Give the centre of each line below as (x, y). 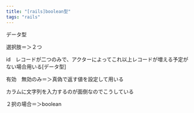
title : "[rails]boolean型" (39, 11)
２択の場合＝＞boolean (34, 104)
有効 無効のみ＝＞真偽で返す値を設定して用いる (65, 79)
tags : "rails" (23, 17)
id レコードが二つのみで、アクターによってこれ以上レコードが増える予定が (97, 59)
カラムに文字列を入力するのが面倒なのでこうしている (70, 91)
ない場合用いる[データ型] (36, 66)
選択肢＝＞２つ (24, 47)
